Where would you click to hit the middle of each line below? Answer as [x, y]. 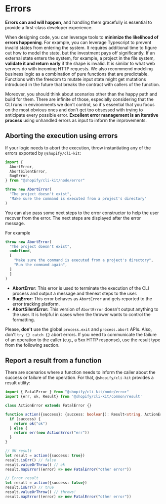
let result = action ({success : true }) [45, 456]
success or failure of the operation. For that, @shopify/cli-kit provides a [80, 378]
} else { [19, 428]
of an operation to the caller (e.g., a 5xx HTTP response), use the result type [83, 340]
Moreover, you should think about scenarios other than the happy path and [81, 94]
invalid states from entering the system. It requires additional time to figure [81, 47]
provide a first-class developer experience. [49, 27]
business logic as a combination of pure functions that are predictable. [77, 74]
